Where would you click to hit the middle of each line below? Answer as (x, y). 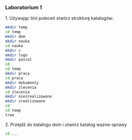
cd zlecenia (17, 92)
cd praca (14, 78)
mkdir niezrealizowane (29, 97)
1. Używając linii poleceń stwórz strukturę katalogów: (59, 18)
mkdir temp (16, 27)
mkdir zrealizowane (25, 101)
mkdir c (13, 50)
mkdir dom (15, 37)
